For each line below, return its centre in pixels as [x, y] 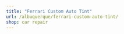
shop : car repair [27, 22]
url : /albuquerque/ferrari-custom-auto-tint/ [62, 17]
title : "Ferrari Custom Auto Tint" [49, 11]
